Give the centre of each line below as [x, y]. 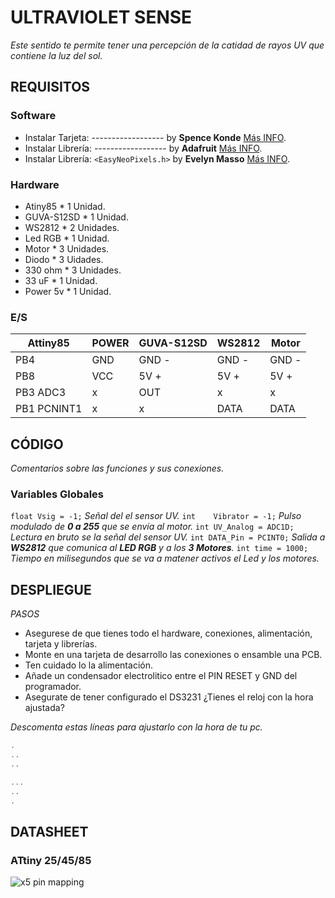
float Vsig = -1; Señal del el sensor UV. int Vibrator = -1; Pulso [156, 516]
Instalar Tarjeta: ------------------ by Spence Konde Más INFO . [155, 137]
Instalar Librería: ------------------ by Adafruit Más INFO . [143, 148]
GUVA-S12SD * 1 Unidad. [76, 217]
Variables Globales [57, 494]
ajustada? [44, 708]
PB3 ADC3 [41, 393]
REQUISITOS [50, 87]
